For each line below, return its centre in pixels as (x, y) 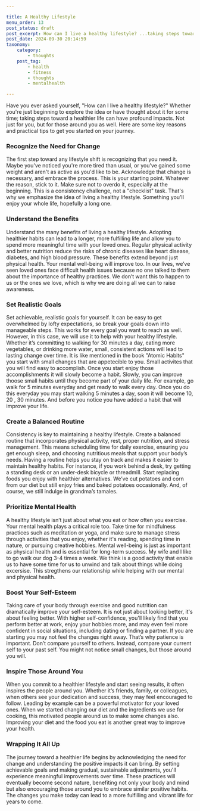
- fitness (40, 72)
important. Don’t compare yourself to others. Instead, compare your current (99, 643)
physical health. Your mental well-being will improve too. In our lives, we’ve (98, 263)
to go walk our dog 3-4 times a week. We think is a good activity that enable (100, 558)
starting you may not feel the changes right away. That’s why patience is (95, 637)
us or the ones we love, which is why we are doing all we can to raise (91, 282)
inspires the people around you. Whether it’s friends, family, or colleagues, (97, 691)
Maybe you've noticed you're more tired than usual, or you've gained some (98, 166)
